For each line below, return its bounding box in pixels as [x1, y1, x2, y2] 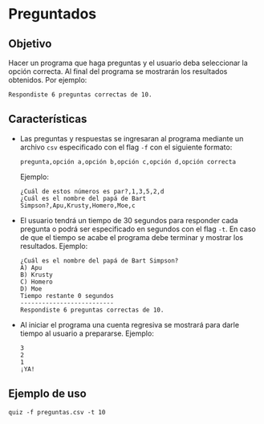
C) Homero [19, 278, 54, 286]
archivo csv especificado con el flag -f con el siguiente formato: [19, 142, 233, 152]
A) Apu [19, 263, 43, 271]
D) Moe [19, 284, 43, 293]
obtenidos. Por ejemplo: [8, 75, 87, 84]
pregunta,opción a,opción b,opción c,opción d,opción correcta [19, 157, 237, 165]
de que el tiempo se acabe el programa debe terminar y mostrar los [19, 232, 243, 242]
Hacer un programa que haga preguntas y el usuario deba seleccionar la [8, 58, 249, 67]
